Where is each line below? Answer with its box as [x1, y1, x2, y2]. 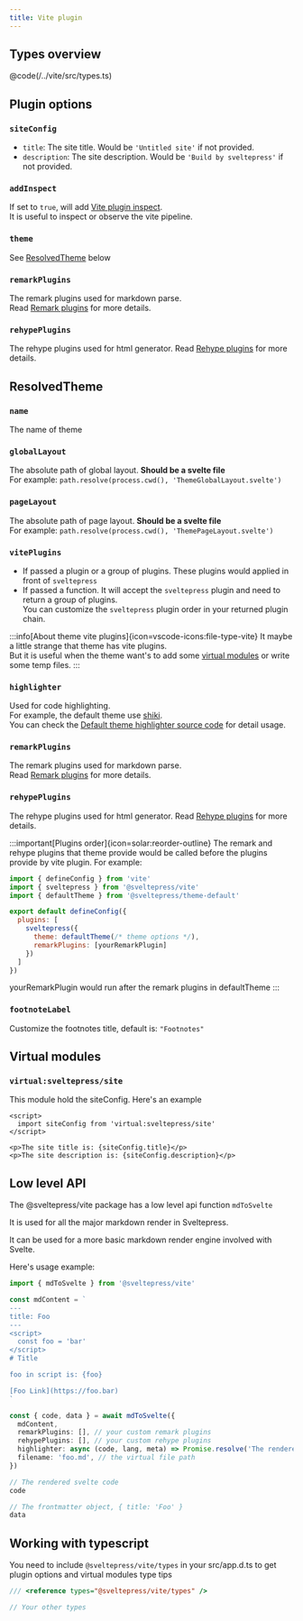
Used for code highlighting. [9, 701, 111, 711]
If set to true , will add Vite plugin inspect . [9, 202, 163, 213]
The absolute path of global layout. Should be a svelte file [9, 465, 225, 476]
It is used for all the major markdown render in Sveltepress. [9, 1217, 229, 1228]
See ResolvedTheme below [9, 252, 111, 262]
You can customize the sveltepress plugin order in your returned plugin [22, 603, 289, 614]
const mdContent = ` [9, 1296, 87, 1305]
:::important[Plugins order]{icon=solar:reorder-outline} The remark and [9, 838, 273, 848]
